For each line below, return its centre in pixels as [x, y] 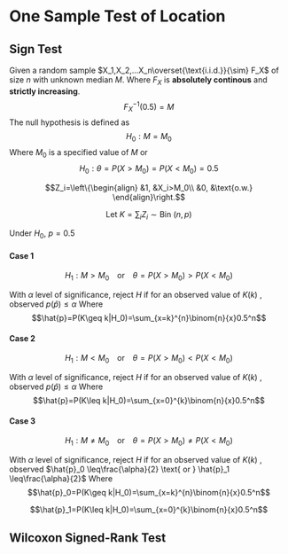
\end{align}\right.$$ [149, 197]
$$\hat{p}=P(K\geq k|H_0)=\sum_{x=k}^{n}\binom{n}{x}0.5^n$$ [149, 318]
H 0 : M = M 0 [149, 137]
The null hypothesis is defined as [70, 122]
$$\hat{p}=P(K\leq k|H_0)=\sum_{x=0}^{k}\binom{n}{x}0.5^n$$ [149, 401]
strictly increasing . [45, 91]
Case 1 [22, 255]
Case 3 [23, 421]
